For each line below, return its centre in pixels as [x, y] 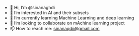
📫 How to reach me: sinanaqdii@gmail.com [55, 28]
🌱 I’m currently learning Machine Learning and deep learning [72, 18]
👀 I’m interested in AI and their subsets [49, 13]
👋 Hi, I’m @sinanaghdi [32, 8]
